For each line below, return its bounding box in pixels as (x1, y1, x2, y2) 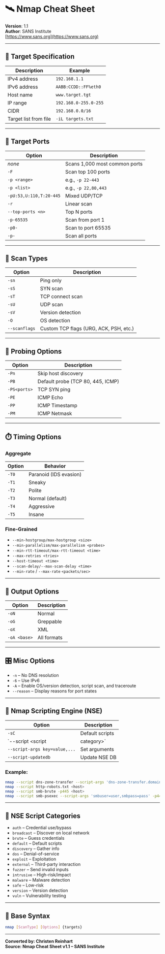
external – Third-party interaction (12, 861, 81, 867)
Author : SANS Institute (5, 28, 52, 34)
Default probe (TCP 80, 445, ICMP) (37, 378, 119, 385)
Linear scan (65, 200, 92, 207)
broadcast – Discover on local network (12, 830, 90, 836)
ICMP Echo (37, 394, 63, 401)
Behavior (44, 462, 66, 469)
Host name (7, 91, 33, 98)
